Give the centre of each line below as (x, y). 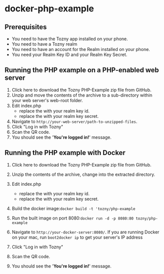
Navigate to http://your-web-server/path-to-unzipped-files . (75, 121)
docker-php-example (49, 9)
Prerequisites (26, 27)
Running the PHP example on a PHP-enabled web (82, 70)
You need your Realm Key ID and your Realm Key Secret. (69, 55)
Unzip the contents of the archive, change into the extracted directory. (83, 174)
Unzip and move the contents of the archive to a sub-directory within (82, 95)
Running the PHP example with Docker (65, 153)
